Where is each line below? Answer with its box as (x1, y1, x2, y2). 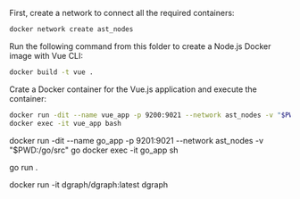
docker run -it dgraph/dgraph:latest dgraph (9, 178, 169, 190)
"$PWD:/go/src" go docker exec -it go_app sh (9, 145, 179, 155)
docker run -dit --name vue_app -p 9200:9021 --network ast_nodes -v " (9, 111, 281, 120)
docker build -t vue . (9, 67, 94, 77)
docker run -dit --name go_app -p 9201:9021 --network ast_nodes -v (9, 135, 264, 145)
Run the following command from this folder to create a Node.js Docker (9, 40, 271, 52)
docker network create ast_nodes (9, 25, 134, 34)
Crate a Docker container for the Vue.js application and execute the (9, 84, 257, 95)
